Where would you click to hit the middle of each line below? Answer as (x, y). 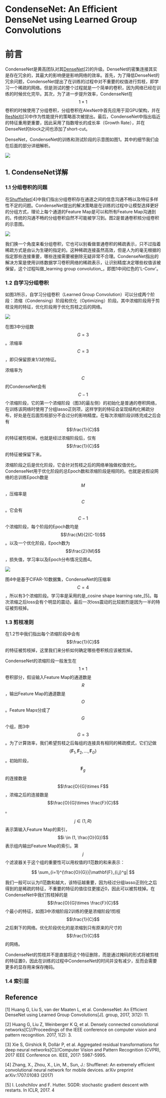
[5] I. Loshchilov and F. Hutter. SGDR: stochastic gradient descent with (77, 1085)
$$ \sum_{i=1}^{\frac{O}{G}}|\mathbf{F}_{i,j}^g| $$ (83, 872)
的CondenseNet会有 (26, 387)
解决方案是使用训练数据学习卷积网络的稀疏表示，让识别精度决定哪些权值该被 (83, 262)
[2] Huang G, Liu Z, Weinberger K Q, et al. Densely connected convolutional (82, 1024)
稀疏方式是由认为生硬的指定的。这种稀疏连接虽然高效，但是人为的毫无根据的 (83, 250)
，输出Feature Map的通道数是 (35, 694)
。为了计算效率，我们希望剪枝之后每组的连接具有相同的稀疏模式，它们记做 (81, 743)
